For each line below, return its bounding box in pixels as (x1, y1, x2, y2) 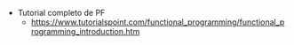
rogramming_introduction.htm (30, 26, 140, 36)
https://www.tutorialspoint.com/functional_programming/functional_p (30, 17, 285, 27)
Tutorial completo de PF (17, 8, 106, 18)
